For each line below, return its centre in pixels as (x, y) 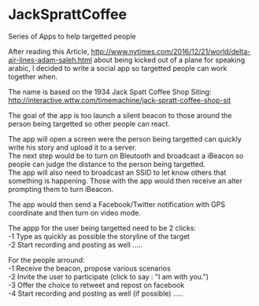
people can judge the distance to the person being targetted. (107, 164)
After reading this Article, (49, 51)
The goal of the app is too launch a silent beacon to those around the (120, 115)
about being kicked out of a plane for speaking (170, 60)
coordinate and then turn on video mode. (75, 212)
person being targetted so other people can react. (89, 124)
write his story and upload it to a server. (72, 147)
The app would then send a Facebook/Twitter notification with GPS (117, 204)
